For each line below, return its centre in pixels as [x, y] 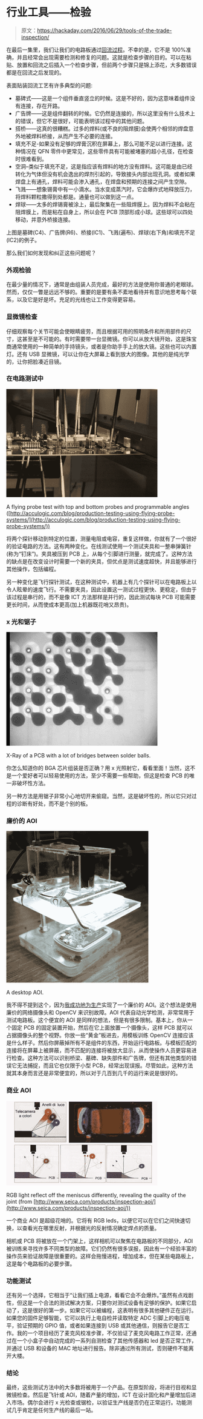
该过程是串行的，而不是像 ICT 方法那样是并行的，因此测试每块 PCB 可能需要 [101, 597]
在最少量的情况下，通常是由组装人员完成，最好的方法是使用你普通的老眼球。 [101, 284]
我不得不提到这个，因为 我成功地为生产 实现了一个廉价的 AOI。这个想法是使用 [101, 1005]
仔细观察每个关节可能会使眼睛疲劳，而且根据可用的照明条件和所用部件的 [96, 331]
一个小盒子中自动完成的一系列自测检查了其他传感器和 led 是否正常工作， [107, 1341]
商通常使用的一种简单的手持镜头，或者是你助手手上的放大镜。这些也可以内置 [101, 346]
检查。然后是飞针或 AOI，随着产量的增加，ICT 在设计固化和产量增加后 [104, 1395]
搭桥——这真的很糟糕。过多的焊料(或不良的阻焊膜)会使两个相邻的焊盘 [102, 129]
